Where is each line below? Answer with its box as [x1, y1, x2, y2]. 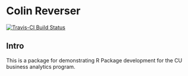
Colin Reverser [6, 4, 81, 18]
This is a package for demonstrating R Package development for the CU [6, 56, 183, 64]
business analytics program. [6, 63, 76, 70]
